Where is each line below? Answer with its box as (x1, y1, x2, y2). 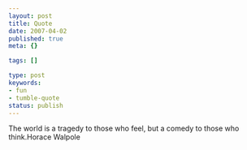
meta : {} (8, 42, 38, 50)
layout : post (8, 11, 53, 20)
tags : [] (8, 57, 38, 65)
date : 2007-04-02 (8, 27, 67, 35)
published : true (8, 34, 63, 43)
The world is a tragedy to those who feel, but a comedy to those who (8, 123, 240, 134)
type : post (8, 71, 45, 79)
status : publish (8, 101, 63, 109)
